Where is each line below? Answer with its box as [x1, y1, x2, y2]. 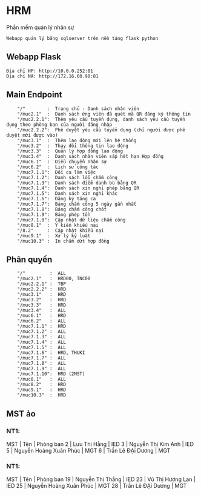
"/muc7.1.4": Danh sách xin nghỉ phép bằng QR [17, 185, 139, 191]
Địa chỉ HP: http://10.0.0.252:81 [6, 68, 94, 74]
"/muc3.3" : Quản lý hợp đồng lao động [17, 148, 123, 154]
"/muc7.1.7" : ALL [17, 355, 67, 361]
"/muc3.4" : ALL [17, 307, 67, 313]
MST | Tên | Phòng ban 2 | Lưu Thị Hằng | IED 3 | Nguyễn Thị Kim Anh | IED [6, 441, 194, 448]
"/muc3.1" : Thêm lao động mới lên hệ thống [17, 137, 137, 143]
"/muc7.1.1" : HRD [17, 323, 67, 330]
